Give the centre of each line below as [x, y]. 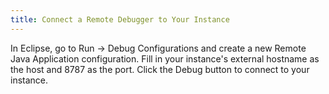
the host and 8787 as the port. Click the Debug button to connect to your [160, 69]
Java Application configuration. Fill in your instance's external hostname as [165, 58]
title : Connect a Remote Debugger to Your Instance [120, 19]
